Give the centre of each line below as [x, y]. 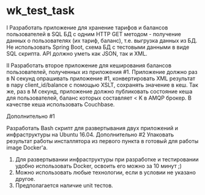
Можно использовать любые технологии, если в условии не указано [105, 172]
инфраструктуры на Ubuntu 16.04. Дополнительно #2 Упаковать [90, 134]
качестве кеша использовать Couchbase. [61, 104]
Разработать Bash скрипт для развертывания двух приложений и [92, 128]
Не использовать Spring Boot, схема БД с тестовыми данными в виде [98, 47]
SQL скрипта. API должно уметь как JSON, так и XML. [77, 53]
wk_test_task [40, 11]
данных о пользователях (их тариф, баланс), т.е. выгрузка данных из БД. [102, 40]
